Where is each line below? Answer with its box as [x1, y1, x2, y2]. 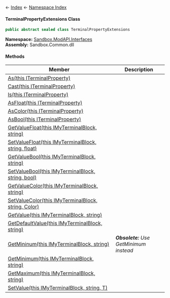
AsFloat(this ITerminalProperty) [8, 99, 82, 106]
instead [115, 247, 134, 254]
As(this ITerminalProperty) [8, 74, 71, 82]
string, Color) [8, 203, 39, 210]
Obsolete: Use [115, 234, 150, 241]
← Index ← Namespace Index [5, 5, 67, 10]
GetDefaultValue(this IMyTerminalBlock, [8, 220, 103, 227]
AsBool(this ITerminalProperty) [8, 116, 81, 123]
